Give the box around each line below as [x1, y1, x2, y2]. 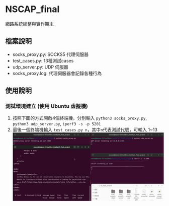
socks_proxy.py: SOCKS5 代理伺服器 [12, 51, 89, 57]
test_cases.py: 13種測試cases [12, 57, 74, 63]
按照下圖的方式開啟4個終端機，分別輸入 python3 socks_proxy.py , [12, 115, 147, 121]
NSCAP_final [5, 4, 60, 15]
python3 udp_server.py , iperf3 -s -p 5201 [12, 121, 101, 127]
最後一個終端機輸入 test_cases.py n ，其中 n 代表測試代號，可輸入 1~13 [12, 127, 157, 133]
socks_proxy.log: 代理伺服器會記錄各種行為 [12, 70, 102, 76]
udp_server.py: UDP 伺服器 [12, 64, 69, 70]
